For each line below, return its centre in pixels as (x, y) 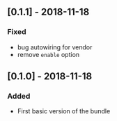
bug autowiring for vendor (55, 47)
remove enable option (48, 54)
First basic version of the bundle (64, 111)
